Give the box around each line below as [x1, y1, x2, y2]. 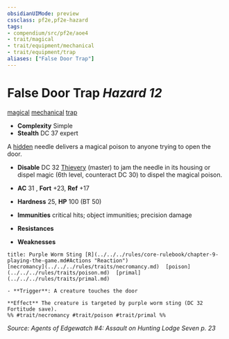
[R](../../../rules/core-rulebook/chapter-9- [84, 251, 219, 258]
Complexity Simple [17, 121, 73, 130]
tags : [7, 23, 23, 30]
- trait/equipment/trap [7, 49, 76, 56]
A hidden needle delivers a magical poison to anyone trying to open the [7, 142, 212, 150]
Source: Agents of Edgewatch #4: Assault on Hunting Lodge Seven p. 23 [7, 324, 217, 332]
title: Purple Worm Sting [7, 251, 82, 258]
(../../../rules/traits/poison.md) [7, 269, 110, 276]
